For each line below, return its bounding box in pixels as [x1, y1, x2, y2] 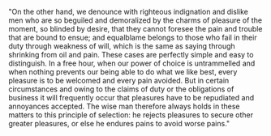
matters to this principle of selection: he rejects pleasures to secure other [8, 110, 254, 120]
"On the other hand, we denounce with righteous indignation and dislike [8, 7, 249, 16]
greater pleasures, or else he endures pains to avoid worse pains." [8, 119, 230, 128]
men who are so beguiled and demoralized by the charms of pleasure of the [8, 15, 262, 25]
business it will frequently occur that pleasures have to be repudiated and [8, 93, 254, 102]
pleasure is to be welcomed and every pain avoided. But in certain [8, 76, 230, 85]
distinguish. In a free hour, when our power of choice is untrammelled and [8, 58, 256, 68]
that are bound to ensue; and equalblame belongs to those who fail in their [8, 32, 257, 42]
